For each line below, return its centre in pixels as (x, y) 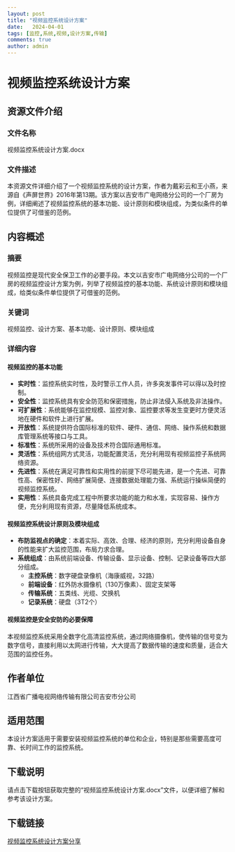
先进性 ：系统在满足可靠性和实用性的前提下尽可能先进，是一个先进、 (115, 471)
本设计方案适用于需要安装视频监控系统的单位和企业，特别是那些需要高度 (111, 739)
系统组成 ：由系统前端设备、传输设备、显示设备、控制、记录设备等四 (115, 558)
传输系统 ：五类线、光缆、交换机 (74, 593)
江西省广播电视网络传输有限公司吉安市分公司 (72, 696)
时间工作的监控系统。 (56, 748)
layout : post (26, 14)
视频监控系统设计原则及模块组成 (53, 524)
